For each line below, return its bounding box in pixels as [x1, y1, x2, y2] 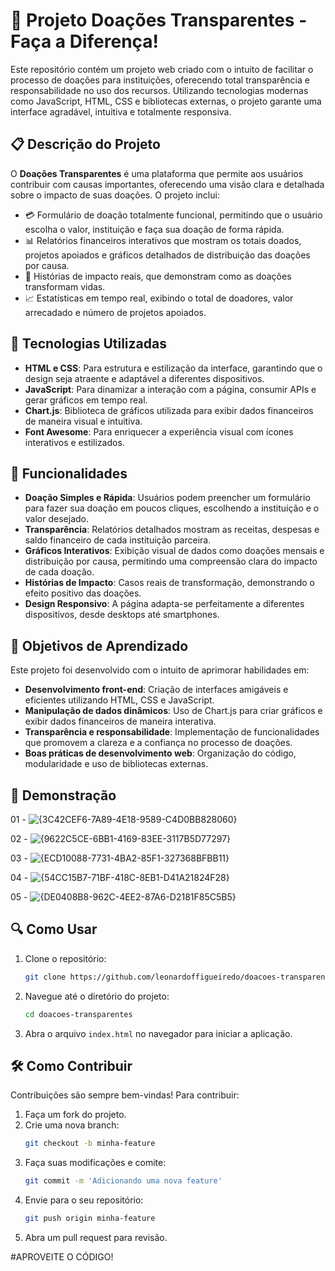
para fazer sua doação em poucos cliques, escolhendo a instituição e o [24, 502, 320, 514]
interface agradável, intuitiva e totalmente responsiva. [10, 105, 232, 118]
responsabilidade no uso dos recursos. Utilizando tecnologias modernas [10, 84, 309, 96]
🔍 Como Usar [10, 921, 98, 938]
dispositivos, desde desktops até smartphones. [24, 609, 220, 621]
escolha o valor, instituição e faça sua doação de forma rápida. [24, 223, 285, 235]
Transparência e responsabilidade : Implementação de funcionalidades [24, 726, 320, 738]
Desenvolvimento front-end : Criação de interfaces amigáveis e [24, 684, 289, 696]
